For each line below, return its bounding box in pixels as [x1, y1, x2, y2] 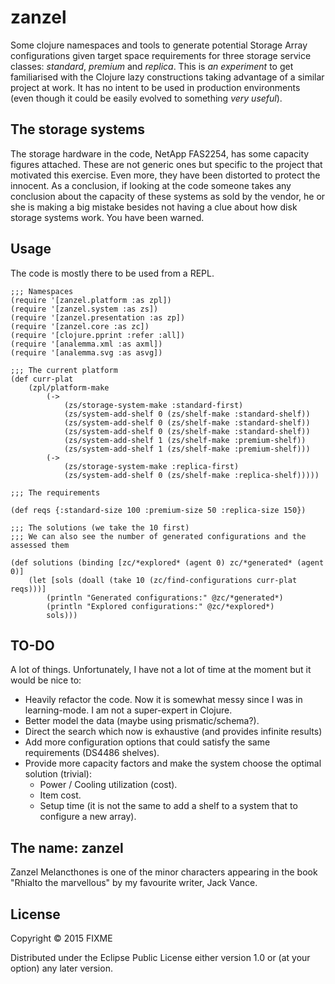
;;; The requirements [10, 487, 101, 498]
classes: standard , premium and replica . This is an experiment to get [10, 60, 294, 72]
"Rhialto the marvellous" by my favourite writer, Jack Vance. [10, 877, 258, 889]
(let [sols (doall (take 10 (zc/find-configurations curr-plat [28, 575, 298, 585]
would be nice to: [10, 674, 82, 686]
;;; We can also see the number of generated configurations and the [10, 531, 307, 541]
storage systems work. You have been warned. [10, 211, 205, 223]
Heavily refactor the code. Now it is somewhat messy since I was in [24, 694, 303, 706]
